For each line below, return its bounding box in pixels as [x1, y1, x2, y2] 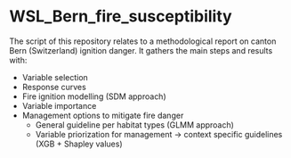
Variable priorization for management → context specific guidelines [35, 129, 283, 139]
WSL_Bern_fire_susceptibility [9, 6, 233, 27]
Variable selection [21, 71, 89, 82]
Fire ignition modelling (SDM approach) [21, 91, 166, 102]
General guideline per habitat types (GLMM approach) [35, 119, 234, 130]
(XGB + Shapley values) [35, 138, 123, 149]
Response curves [21, 81, 86, 92]
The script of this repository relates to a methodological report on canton [9, 36, 277, 46]
